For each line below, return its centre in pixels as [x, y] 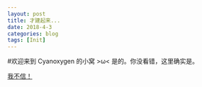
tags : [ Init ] [27, 40]
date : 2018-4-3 [30, 27]
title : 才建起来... [34, 21]
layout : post [27, 14]
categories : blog [33, 34]
